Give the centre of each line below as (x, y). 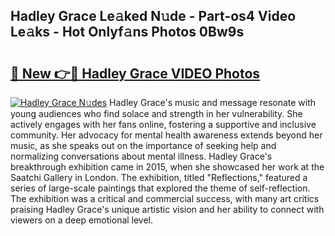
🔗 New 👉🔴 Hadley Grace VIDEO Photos (135, 73)
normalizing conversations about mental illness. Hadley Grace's (141, 156)
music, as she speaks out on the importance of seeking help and (143, 145)
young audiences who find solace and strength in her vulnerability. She (156, 113)
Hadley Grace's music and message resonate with (213, 102)
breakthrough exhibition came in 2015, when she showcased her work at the (167, 167)
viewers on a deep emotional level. (82, 220)
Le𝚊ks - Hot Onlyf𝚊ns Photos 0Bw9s (127, 32)
